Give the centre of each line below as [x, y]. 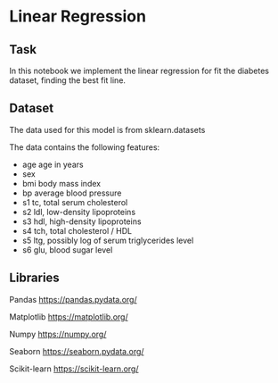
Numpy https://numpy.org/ [58, 334]
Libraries [34, 278]
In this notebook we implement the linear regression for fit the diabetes [139, 71]
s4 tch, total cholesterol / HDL [77, 230]
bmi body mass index [61, 183]
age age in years [53, 164]
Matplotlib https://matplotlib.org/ [69, 316]
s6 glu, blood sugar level [67, 250]
